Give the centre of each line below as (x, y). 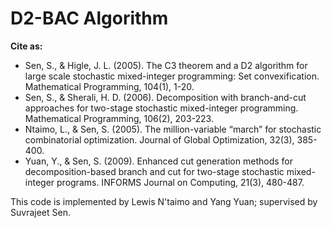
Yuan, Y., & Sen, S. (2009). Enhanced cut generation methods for (158, 161)
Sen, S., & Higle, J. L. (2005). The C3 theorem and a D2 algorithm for (166, 65)
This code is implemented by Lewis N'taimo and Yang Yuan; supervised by (164, 201)
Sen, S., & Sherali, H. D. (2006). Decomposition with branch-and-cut (165, 97)
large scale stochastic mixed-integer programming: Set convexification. (172, 76)
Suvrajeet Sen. (40, 212)
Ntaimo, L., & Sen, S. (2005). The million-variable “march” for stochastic (173, 129)
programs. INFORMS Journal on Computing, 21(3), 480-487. (180, 182)
